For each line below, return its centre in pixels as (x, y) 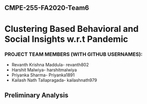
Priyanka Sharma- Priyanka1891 (43, 75)
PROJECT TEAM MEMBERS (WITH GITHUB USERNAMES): (74, 54)
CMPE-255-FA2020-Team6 (47, 8)
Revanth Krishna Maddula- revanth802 (50, 64)
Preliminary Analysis (37, 96)
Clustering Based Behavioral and (72, 29)
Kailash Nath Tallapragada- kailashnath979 (54, 80)
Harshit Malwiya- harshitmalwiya (44, 70)
